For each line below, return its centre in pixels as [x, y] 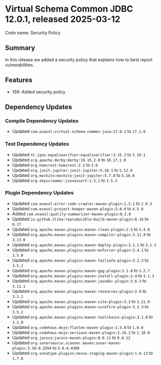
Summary [20, 48]
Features [19, 80]
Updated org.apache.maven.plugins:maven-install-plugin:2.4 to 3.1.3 [83, 276]
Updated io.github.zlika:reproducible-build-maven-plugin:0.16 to [80, 219]
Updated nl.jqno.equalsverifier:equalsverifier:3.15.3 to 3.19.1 [79, 154]
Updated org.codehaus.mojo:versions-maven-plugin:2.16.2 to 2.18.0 [81, 332]
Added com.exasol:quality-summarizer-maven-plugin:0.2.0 [71, 214]
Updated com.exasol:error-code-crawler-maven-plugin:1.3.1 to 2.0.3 [82, 203]
